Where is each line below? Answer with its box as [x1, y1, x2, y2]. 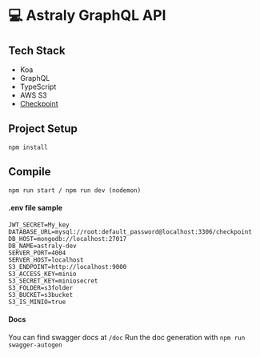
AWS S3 [19, 90, 48, 100]
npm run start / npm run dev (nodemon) [8, 186, 142, 195]
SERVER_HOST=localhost [8, 255, 84, 264]
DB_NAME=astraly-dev [8, 242, 78, 250]
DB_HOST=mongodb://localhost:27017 [8, 235, 127, 243]
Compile [8, 165, 51, 178]
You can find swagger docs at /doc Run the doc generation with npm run [8, 333, 246, 343]
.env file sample [8, 203, 62, 213]
